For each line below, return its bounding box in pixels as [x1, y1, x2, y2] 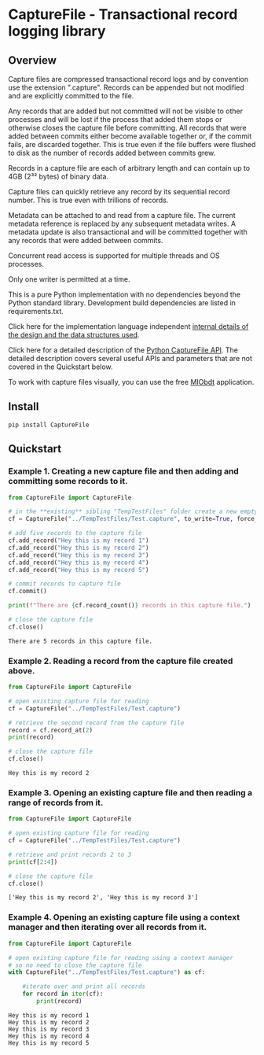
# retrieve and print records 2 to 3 [8, 850, 132, 858]
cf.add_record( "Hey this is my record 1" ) [8, 537, 149, 544]
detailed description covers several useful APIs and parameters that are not [8, 354, 253, 363]
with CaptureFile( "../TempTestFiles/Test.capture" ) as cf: [8, 968, 206, 976]
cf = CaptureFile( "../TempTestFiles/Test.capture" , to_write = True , [8, 515, 234, 523]
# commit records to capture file [8, 580, 122, 588]
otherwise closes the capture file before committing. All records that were [8, 124, 247, 132]
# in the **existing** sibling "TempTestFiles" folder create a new [8, 507, 237, 516]
